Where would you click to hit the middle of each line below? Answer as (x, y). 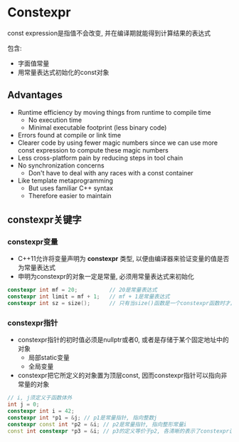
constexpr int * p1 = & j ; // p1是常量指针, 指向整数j (83, 418)
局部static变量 (49, 358)
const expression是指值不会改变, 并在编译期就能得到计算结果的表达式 (109, 33)
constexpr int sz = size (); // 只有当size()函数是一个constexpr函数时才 (119, 304)
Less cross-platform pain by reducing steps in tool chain (100, 158)
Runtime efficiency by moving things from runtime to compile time (114, 112)
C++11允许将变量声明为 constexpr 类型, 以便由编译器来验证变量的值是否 (123, 259)
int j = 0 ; (23, 405)
